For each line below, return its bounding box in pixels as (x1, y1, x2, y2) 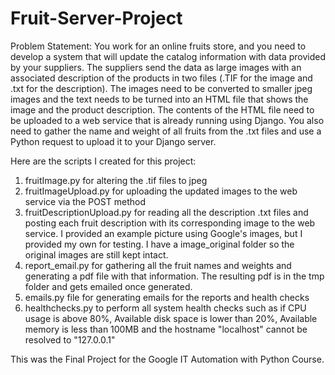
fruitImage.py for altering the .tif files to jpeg (24, 174, 208, 186)
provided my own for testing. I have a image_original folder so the (24, 238, 295, 250)
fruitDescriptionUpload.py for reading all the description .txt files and (24, 206, 309, 218)
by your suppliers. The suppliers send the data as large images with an (10, 61, 302, 73)
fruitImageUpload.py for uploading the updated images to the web (24, 185, 298, 197)
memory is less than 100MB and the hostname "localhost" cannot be (24, 323, 308, 335)
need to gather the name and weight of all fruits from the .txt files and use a (10, 125, 322, 137)
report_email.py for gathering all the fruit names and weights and (24, 259, 292, 271)
